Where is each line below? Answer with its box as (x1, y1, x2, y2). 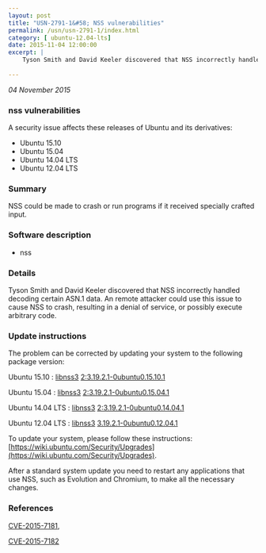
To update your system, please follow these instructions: (8, 434, 192, 444)
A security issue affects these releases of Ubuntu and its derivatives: (8, 123, 233, 132)
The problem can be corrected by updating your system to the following (8, 348, 243, 358)
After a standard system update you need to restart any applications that (8, 466, 245, 476)
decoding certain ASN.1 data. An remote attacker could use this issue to (8, 294, 242, 303)
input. (8, 209, 28, 219)
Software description (8, 229, 92, 240)
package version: (8, 357, 65, 367)
